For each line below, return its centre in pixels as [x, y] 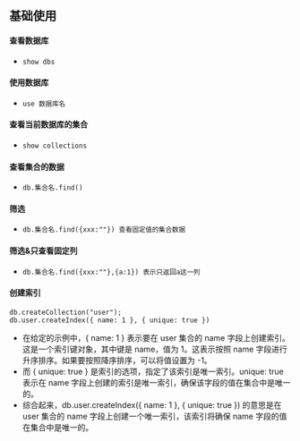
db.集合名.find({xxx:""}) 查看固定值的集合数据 [104, 230]
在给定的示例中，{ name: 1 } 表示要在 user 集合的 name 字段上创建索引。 [156, 337]
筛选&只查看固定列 [43, 250]
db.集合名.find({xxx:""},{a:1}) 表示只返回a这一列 [111, 272]
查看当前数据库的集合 [48, 124]
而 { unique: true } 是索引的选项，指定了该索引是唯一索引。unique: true [153, 371]
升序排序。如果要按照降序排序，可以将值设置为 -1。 [117, 360]
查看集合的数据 [37, 166]
